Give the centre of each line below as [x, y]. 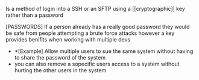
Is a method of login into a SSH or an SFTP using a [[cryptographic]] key [95, 9]
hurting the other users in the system [60, 70]
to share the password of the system [60, 57]
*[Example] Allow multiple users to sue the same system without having [104, 51]
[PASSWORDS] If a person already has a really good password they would [98, 27]
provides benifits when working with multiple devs [68, 39]
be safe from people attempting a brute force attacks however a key [90, 33]
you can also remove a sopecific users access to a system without [97, 64]
